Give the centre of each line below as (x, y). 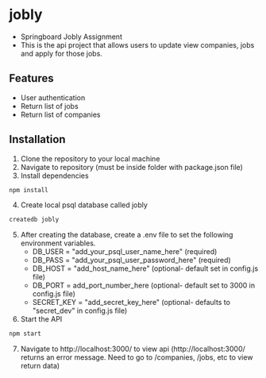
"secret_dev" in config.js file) (80, 310)
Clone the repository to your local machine (90, 158)
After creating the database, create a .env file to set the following (127, 235)
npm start (25, 334)
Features (31, 78)
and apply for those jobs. (61, 53)
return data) (40, 366)
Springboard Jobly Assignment (71, 37)
